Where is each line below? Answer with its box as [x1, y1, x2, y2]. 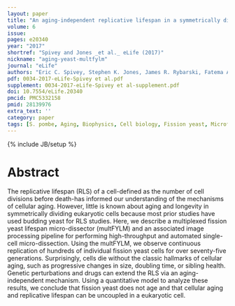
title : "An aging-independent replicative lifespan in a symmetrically [7, 17, 220, 24]
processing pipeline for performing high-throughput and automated [7, 232, 201, 240]
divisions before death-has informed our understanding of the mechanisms [7, 195, 224, 203]
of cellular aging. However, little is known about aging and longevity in [7, 202, 209, 210]
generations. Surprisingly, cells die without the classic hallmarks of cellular [7, 254, 222, 263]
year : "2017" [7, 43, 45, 50]
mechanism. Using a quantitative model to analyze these [45, 277, 208, 285]
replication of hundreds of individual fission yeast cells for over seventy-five [7, 247, 227, 255]
